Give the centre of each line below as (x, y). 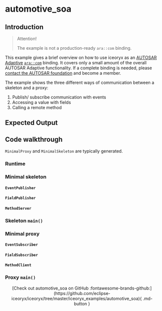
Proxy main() (20, 277)
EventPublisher (20, 188)
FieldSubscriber (21, 255)
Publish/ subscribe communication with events (59, 97)
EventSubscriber (21, 245)
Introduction (24, 27)
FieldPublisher (20, 198)
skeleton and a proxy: (27, 88)
